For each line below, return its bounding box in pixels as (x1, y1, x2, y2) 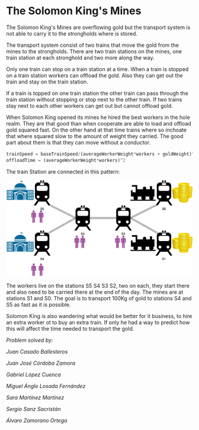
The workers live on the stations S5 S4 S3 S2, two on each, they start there (6, 283, 190, 290)
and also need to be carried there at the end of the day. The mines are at (6, 288, 184, 296)
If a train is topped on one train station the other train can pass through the (6, 89, 188, 97)
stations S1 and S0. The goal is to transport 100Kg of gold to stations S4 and (6, 295, 192, 302)
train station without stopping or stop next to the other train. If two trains (6, 96, 182, 103)
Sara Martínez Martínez (6, 394, 65, 401)
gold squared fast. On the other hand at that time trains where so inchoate (6, 126, 187, 133)
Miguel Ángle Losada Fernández (6, 383, 86, 390)
